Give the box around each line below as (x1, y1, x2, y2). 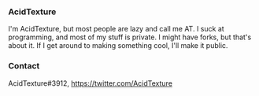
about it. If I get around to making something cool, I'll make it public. (8, 41, 228, 50)
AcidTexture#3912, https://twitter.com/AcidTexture (8, 78, 173, 88)
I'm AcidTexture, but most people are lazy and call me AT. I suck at (8, 24, 224, 34)
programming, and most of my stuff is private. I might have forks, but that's (8, 32, 252, 42)
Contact (8, 61, 40, 72)
